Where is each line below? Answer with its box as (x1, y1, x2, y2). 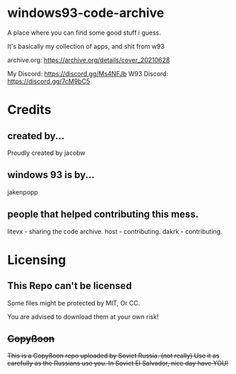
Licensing (7, 252, 66, 268)
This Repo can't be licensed (7, 280, 132, 292)
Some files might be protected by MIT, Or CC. (7, 298, 141, 307)
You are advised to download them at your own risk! (7, 312, 159, 321)
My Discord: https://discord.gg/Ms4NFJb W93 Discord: (7, 69, 168, 78)
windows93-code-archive (7, 5, 165, 21)
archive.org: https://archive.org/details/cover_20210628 (7, 55, 170, 64)
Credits (7, 102, 52, 118)
